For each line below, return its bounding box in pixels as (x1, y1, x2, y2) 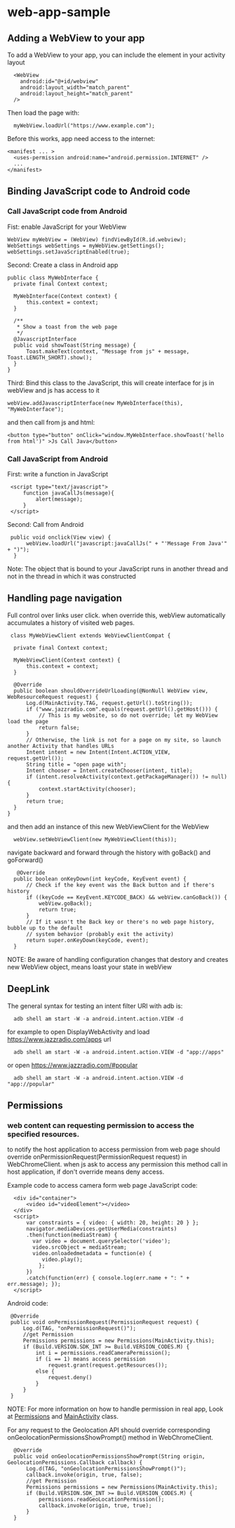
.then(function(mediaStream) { (25, 1232, 118, 1239)
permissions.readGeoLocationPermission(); (38, 1496, 165, 1503)
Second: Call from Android (7, 520, 84, 528)
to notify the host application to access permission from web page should (7, 1145, 220, 1154)
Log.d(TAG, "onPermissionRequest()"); (22, 1325, 137, 1332)
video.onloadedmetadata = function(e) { (32, 1250, 152, 1257)
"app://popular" (7, 1080, 55, 1087)
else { (35, 1368, 55, 1375)
